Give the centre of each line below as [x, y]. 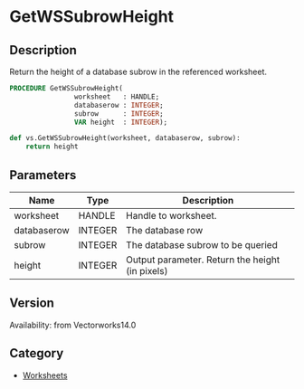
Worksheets [45, 375]
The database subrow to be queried [202, 244]
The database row [165, 230]
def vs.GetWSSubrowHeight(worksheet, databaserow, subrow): [125, 138]
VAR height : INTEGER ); [121, 122]
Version [32, 304]
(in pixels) [147, 270]
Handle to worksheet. [171, 215]
